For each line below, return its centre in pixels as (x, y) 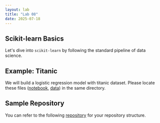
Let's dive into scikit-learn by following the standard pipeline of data (75, 50)
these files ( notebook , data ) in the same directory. (56, 88)
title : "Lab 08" (22, 14)
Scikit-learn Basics (34, 38)
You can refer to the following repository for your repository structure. (75, 115)
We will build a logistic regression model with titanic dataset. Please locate (80, 83)
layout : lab (17, 10)
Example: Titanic (31, 71)
